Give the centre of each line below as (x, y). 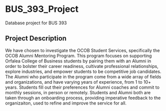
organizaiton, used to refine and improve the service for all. (66, 103)
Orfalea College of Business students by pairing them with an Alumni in (78, 61)
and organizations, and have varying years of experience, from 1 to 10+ (78, 82)
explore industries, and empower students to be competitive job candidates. (83, 71)
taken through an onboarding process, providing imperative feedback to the (83, 98)
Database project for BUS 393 (36, 23)
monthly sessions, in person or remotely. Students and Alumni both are (78, 92)
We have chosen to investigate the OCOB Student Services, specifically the (83, 50)
